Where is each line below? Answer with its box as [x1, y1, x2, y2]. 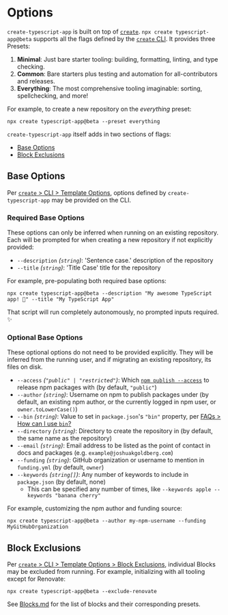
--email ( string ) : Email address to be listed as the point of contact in [16, 441, 211, 449]
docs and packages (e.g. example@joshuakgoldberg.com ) [16, 449, 174, 457]
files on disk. [7, 363, 43, 371]
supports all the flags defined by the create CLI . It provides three [33, 34, 216, 42]
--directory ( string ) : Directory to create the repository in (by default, [16, 427, 213, 435]
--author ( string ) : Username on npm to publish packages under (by [16, 391, 210, 399]
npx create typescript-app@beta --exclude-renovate [7, 588, 157, 595]
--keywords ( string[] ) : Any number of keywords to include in [16, 471, 189, 479]
